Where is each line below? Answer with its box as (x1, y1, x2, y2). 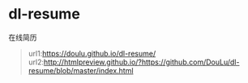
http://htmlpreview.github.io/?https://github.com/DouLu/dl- (43, 57, 240, 67)
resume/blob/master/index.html (28, 65, 134, 75)
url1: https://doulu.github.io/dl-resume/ (28, 48, 156, 58)
